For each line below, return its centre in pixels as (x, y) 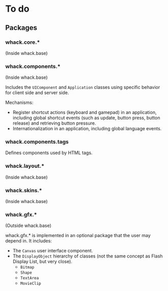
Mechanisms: (19, 103)
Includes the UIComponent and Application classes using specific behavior (83, 88)
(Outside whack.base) (29, 226)
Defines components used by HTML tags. (49, 153)
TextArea (30, 278)
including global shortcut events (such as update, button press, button (86, 118)
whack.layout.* (25, 166)
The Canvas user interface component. (53, 251)
